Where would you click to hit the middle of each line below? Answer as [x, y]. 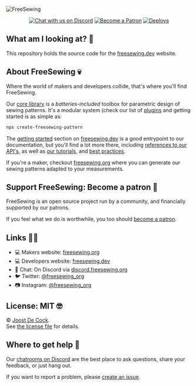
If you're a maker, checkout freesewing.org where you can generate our [93, 162]
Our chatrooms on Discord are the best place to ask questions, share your [96, 359]
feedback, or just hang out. [39, 365]
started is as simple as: [34, 116]
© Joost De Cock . [28, 320]
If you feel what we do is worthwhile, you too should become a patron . [91, 219]
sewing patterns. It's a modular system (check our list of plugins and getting [98, 110]
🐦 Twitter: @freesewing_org [49, 276]
